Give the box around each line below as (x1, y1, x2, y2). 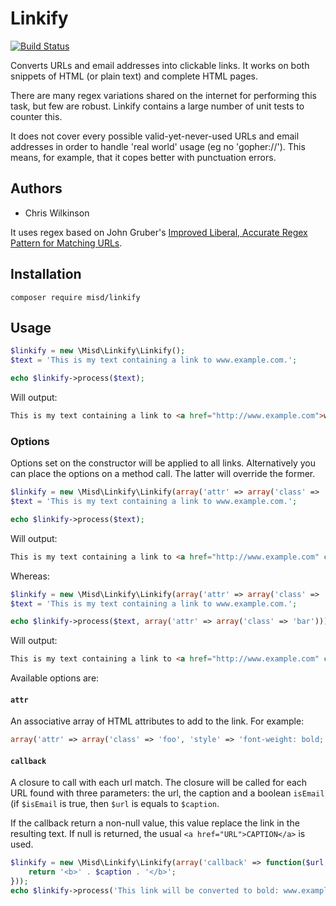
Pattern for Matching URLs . (10, 237, 123, 249)
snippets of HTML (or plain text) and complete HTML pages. (10, 70, 259, 82)
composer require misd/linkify (10, 292, 141, 302)
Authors (10, 180, 63, 197)
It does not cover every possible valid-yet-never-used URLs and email (10, 130, 300, 142)
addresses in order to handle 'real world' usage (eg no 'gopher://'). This (10, 140, 306, 152)
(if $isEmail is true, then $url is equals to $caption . (10, 798, 220, 810)
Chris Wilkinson (24, 207, 90, 219)
